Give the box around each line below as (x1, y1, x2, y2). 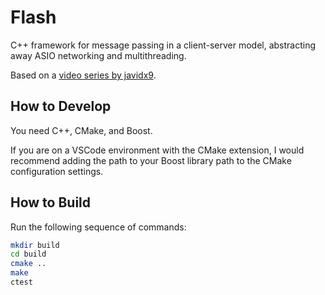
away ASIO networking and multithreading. (10, 49, 187, 61)
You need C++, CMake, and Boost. (10, 124, 153, 136)
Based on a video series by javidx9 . (10, 69, 157, 81)
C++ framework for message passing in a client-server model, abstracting (10, 39, 317, 51)
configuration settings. (10, 165, 104, 177)
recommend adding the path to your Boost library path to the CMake (10, 154, 292, 166)
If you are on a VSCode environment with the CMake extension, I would (10, 144, 305, 156)
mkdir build (10, 240, 60, 250)
